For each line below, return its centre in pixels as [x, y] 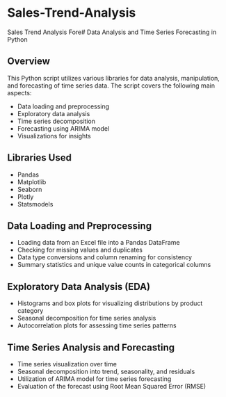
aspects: [19, 92]
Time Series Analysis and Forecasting [91, 347]
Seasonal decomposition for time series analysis [87, 318]
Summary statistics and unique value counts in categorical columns [114, 265]
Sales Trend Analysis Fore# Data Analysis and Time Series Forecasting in [112, 32]
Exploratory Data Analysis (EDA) [79, 286]
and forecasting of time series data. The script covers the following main [111, 86]
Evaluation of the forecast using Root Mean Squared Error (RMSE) [112, 386]
